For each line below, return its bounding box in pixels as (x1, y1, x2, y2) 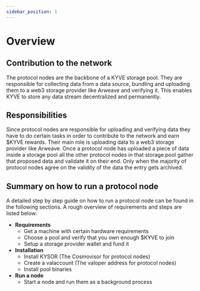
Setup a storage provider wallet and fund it (23, 240, 130, 247)
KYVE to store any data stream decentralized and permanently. (6, 93, 161, 100)
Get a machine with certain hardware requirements (23, 228, 149, 235)
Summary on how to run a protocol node (6, 181, 159, 191)
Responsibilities (6, 110, 67, 120)
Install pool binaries (23, 266, 72, 273)
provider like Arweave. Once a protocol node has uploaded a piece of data (6, 145, 189, 152)
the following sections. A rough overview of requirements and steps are (6, 203, 182, 210)
